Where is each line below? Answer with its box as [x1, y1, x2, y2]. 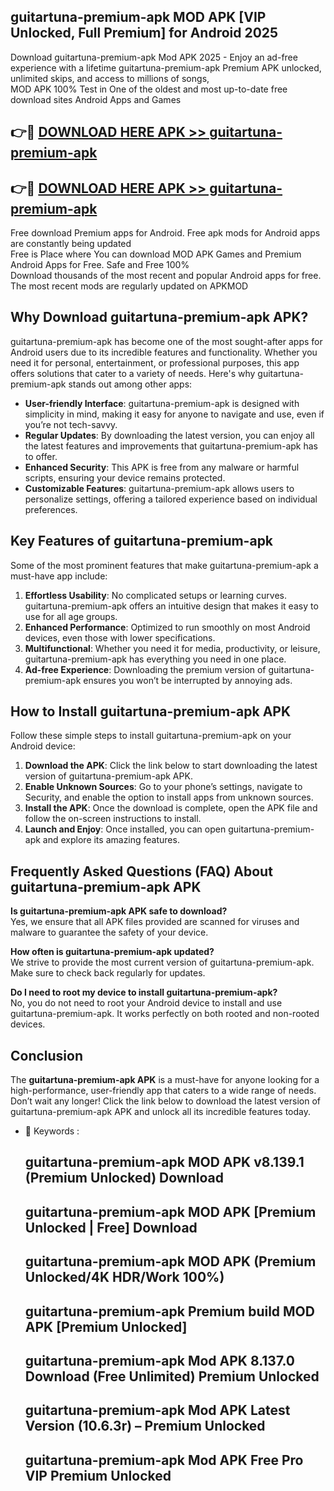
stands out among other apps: [68, 378, 193, 390]
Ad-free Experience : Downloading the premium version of [24, 663, 267, 675]
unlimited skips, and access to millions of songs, [10, 72, 210, 84]
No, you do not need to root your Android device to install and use [10, 997, 283, 1009]
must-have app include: [10, 570, 108, 582]
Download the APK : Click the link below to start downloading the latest [24, 760, 318, 772]
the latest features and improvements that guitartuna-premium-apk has [24, 440, 319, 452]
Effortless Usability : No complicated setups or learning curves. [24, 589, 288, 601]
